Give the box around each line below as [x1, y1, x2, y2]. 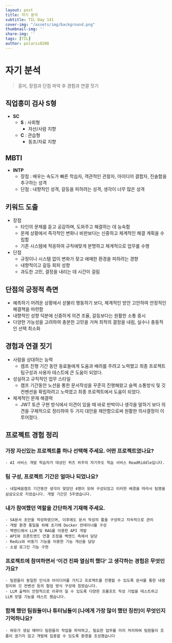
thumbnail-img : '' [5, 27, 45, 32]
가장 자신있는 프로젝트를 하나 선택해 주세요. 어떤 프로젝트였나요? [5, 447, 154, 455]
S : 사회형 [20, 119, 40, 125]
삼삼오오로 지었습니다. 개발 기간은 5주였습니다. [5, 491, 92, 497]
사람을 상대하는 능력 [12, 356, 53, 363]
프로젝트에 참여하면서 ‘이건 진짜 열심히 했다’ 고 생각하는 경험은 [5, 557, 149, 564]
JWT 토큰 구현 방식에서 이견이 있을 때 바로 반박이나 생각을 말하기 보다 [20, 401, 161, 407]
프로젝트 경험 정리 [5, 431, 59, 440]
